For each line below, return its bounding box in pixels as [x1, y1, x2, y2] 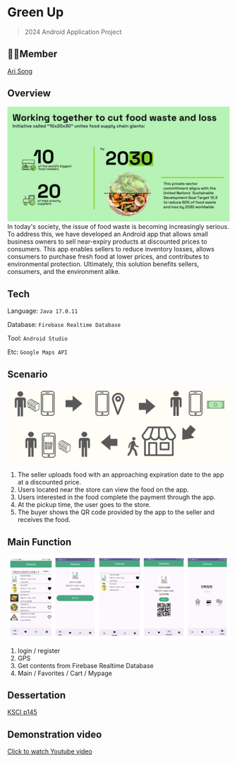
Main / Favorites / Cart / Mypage [17, 669, 113, 677]
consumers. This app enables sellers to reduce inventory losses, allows [7, 245, 215, 254]
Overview [7, 88, 51, 100]
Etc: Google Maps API [7, 347, 68, 357]
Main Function [7, 536, 72, 548]
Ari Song [7, 66, 33, 75]
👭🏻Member [7, 48, 58, 60]
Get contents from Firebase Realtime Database [17, 661, 154, 669]
